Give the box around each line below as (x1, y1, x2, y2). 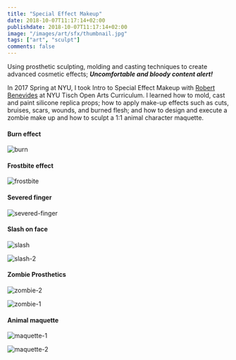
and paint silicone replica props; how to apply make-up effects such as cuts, (7, 99, 229, 106)
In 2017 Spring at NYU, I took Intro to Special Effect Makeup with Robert (7, 84, 215, 92)
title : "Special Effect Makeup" (7, 10, 102, 18)
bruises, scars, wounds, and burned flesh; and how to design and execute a (7, 106, 228, 114)
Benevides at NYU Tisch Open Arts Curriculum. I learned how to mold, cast (7, 91, 225, 99)
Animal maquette (7, 316, 59, 324)
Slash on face (7, 225, 48, 233)
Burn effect (7, 130, 42, 138)
